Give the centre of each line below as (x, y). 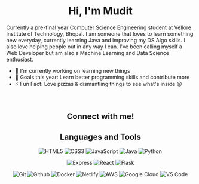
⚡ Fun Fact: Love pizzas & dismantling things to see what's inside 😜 (98, 84)
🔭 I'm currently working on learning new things (72, 70)
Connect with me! (100, 117)
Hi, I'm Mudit (100, 11)
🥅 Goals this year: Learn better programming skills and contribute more (102, 77)
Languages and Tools (100, 137)
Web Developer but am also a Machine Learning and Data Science (88, 53)
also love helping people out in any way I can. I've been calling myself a (94, 47)
